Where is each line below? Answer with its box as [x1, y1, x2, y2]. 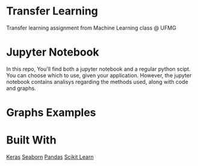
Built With [6, 133, 57, 147]
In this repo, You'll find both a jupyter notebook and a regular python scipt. [6, 65, 191, 72]
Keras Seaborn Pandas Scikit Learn [6, 153, 94, 161]
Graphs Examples [6, 106, 96, 120]
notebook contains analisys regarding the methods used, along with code [6, 78, 188, 85]
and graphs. [6, 85, 36, 92]
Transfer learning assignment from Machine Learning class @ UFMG [6, 24, 176, 31]
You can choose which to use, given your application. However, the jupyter [6, 71, 192, 79]
